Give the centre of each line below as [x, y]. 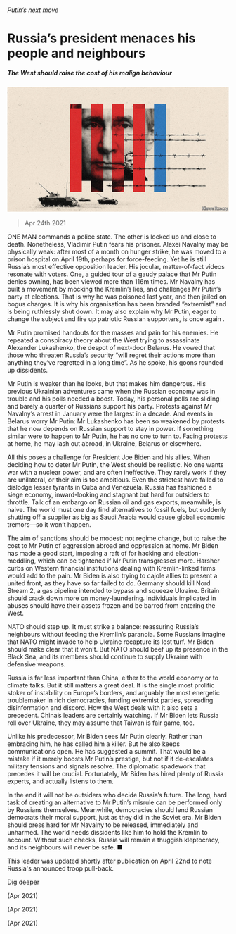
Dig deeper [24, 882]
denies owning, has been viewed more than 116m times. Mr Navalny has [111, 282]
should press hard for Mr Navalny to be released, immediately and [103, 825]
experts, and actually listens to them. [60, 781]
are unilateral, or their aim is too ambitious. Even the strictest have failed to [115, 480]
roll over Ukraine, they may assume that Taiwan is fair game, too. [101, 723]
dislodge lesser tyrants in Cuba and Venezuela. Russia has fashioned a [110, 487]
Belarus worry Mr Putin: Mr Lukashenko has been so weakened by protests [116, 421]
